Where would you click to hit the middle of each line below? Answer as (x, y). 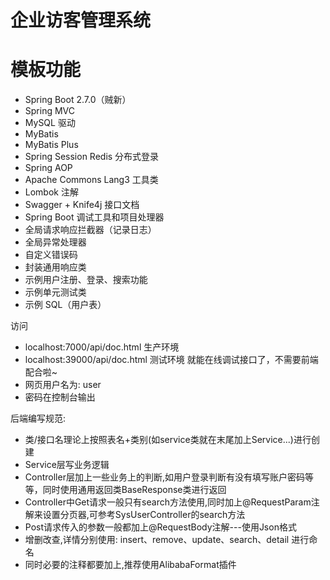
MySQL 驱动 (50, 123)
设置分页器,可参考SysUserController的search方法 (144, 515)
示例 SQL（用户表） (65, 305)
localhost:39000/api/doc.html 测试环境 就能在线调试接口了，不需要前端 (171, 360)
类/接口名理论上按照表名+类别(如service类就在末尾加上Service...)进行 (168, 440)
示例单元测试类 (55, 292)
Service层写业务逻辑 (67, 465)
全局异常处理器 (55, 242)
